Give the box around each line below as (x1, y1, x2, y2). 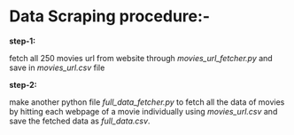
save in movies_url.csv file (9, 62, 105, 73)
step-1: (9, 36, 36, 46)
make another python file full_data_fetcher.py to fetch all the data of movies (9, 96, 285, 107)
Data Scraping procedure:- (9, 6, 211, 27)
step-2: (9, 79, 37, 90)
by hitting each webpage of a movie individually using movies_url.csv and (9, 106, 278, 116)
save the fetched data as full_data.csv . (9, 115, 151, 126)
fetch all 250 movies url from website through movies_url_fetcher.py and (9, 52, 273, 63)
